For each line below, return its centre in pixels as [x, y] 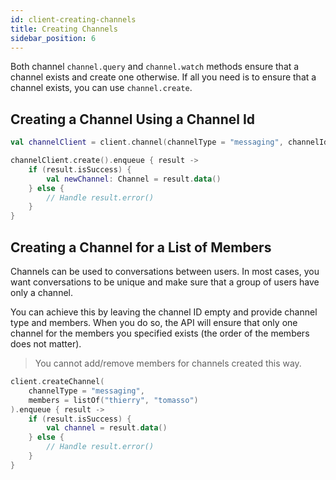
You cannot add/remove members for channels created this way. [168, 363]
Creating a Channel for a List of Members [141, 247]
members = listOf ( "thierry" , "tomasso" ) [113, 400]
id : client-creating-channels [73, 19]
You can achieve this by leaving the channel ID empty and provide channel [164, 312]
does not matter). [46, 344]
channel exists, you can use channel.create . [101, 88]
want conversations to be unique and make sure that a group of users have [165, 282]
